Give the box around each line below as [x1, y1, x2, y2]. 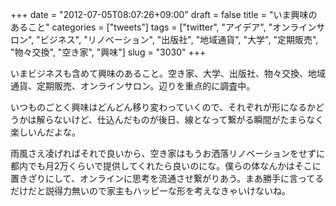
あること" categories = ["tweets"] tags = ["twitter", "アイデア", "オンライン [10, 21, 317, 33]
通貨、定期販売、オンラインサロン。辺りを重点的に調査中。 [10, 80, 256, 92]
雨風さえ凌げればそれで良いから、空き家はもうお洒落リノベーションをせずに [10, 148, 325, 159]
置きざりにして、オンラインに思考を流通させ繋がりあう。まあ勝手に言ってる [10, 173, 325, 184]
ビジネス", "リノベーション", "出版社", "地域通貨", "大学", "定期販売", [39, 34, 319, 45]
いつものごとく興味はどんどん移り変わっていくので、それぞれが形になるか [10, 101, 316, 113]
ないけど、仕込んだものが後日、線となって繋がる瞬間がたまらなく [53, 114, 325, 125]
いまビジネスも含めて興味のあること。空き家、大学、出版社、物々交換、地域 [10, 68, 326, 79]
